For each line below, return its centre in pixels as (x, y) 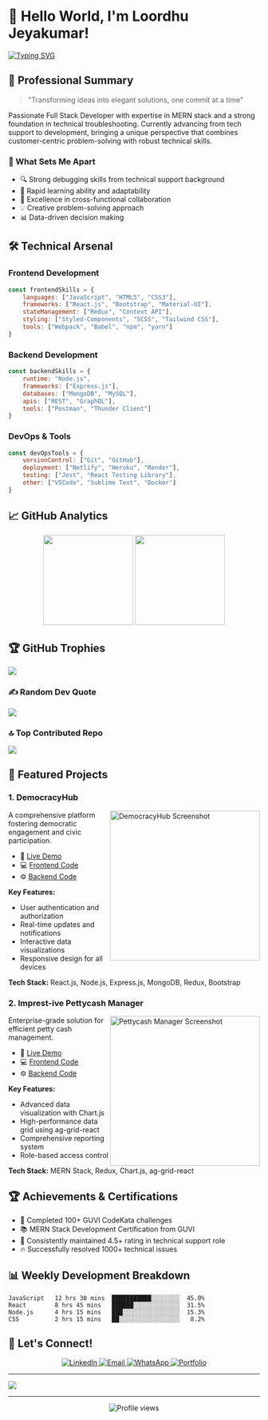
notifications (40, 933)
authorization (41, 916)
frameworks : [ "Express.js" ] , (71, 386)
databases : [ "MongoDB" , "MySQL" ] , (80, 394)
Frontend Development (54, 273)
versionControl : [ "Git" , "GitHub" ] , (84, 460)
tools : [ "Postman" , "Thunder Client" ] (87, 408)
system (32, 1147)
